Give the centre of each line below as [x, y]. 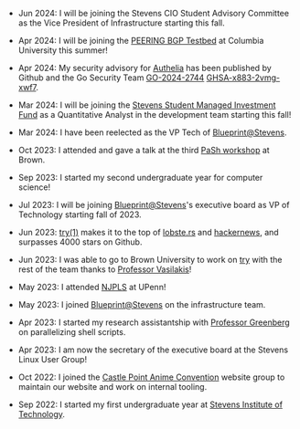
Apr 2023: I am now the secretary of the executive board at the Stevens [153, 350]
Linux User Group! [53, 359]
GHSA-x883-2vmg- [243, 78]
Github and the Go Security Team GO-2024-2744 [111, 78]
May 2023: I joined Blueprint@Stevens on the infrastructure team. [142, 304]
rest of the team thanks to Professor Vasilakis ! [105, 269]
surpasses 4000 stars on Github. [80, 242]
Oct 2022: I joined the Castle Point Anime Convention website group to [151, 377]
